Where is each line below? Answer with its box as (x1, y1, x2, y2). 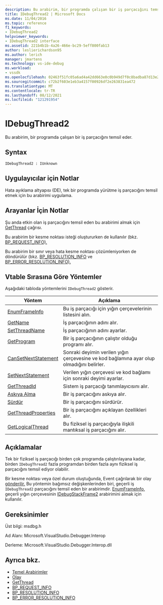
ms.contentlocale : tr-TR (5, 88, 55, 93)
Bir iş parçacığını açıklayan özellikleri (63, 407, 147, 413)
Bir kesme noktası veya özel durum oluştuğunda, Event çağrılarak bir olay (5, 476, 152, 482)
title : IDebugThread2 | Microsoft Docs (5, 12, 86, 16)
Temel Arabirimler (12, 569, 48, 575)
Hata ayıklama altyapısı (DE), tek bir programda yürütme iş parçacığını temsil (5, 187, 158, 193)
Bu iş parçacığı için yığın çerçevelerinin (63, 305, 152, 312)
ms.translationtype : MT (5, 83, 53, 89)
